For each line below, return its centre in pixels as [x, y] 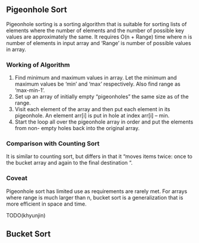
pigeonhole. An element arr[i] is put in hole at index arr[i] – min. [92, 116]
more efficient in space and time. [47, 204]
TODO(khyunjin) [26, 215]
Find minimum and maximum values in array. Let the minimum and [96, 78]
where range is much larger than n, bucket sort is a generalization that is [95, 197]
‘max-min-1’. [30, 90]
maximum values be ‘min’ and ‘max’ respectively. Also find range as [97, 84]
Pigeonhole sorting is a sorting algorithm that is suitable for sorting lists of [97, 24]
